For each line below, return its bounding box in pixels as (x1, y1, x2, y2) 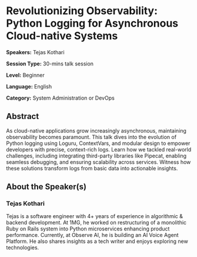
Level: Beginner (6, 71, 45, 78)
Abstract (6, 111, 39, 121)
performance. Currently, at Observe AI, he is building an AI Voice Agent (6, 232, 179, 239)
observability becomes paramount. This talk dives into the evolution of (6, 133, 177, 140)
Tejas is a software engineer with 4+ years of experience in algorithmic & (6, 213, 183, 220)
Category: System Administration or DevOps (6, 94, 115, 101)
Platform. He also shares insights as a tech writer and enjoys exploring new (6, 238, 188, 245)
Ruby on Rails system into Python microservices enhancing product (6, 225, 170, 232)
